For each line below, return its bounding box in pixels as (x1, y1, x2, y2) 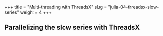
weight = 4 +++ (20, 9, 52, 15)
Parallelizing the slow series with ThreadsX (4, 23, 140, 32)
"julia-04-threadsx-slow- (108, 4, 159, 10)
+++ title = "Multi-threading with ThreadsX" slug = (4, 4, 107, 10)
